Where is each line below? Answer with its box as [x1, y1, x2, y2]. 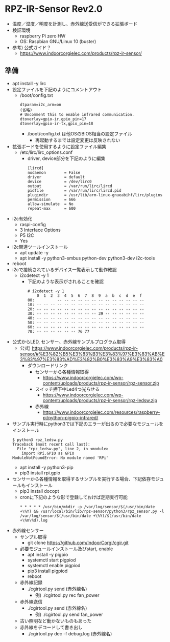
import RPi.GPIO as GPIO [21, 451, 75, 456]
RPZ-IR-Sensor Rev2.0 [5, 3, 103, 15]
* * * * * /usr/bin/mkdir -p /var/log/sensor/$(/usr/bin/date [19, 504, 155, 509]
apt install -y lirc [12, 80, 46, 86]
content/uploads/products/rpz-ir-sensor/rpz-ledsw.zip [42, 397, 158, 403]
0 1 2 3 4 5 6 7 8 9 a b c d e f [37, 293, 142, 298]
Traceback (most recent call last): [12, 442, 90, 447]
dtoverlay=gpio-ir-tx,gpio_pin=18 [19, 121, 93, 126]
